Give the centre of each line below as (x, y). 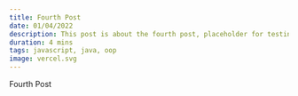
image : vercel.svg (43, 59)
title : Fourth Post (45, 17)
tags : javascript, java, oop (63, 51)
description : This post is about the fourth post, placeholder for (137, 34)
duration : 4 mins (41, 42)
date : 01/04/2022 (41, 26)
